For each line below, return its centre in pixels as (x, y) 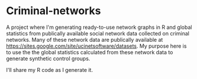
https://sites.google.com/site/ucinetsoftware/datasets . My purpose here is (96, 46)
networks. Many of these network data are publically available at (85, 39)
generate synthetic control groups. (48, 58)
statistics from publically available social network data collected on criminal (98, 33)
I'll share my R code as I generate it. (50, 70)
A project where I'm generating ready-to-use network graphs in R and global (99, 27)
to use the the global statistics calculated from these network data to (90, 52)
